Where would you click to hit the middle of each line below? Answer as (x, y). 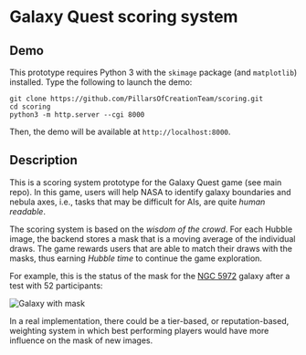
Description (43, 160)
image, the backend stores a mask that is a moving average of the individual (153, 238)
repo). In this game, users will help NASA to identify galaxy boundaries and (150, 192)
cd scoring (30, 107)
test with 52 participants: (56, 286)
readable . (27, 211)
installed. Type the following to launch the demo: (101, 82)
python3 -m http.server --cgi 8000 (77, 115)
